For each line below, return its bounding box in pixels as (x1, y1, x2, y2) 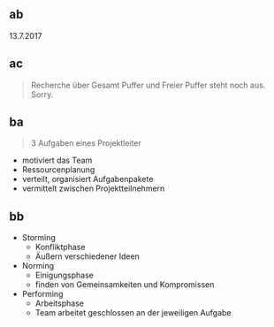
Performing (21, 289, 64, 300)
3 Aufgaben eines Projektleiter (30, 138, 141, 148)
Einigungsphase (34, 270, 95, 281)
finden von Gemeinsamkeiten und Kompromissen (34, 279, 215, 290)
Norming (21, 261, 55, 271)
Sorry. (30, 88, 54, 100)
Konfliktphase (34, 242, 86, 253)
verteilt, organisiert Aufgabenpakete (21, 174, 154, 185)
